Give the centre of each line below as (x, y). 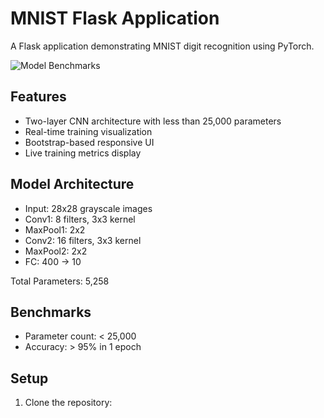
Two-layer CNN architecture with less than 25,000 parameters (153, 121)
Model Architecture (72, 184)
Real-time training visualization (88, 131)
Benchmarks (51, 312)
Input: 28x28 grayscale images (88, 208)
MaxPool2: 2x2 (56, 251)
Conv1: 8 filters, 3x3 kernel (80, 219)
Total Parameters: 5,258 (60, 281)
